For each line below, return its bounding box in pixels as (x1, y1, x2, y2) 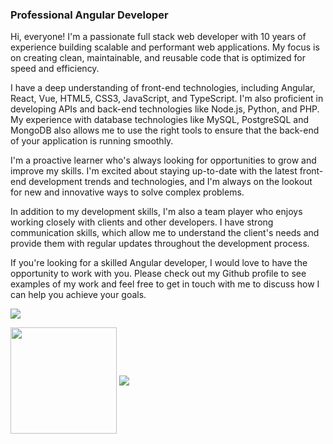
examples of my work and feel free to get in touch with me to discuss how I (10, 278, 320, 290)
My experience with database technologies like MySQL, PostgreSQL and (10, 114, 310, 126)
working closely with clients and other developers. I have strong (10, 216, 274, 228)
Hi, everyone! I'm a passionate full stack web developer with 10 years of (10, 31, 307, 43)
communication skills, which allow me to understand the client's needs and (10, 227, 320, 239)
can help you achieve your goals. (10, 289, 147, 301)
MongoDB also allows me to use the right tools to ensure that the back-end (10, 124, 320, 137)
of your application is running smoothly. (10, 135, 174, 147)
